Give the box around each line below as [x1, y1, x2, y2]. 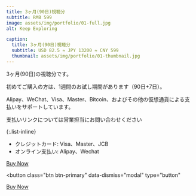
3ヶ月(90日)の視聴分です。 [6, 70, 72, 77]
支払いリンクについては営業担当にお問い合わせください [6, 116, 142, 123]
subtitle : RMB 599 [6, 14, 52, 20]
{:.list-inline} [6, 128, 36, 135]
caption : [6, 37, 28, 43]
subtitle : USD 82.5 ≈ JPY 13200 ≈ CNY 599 [11, 47, 119, 54]
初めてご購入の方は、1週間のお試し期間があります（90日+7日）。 [6, 83, 166, 90]
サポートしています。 [22, 103, 74, 110]
